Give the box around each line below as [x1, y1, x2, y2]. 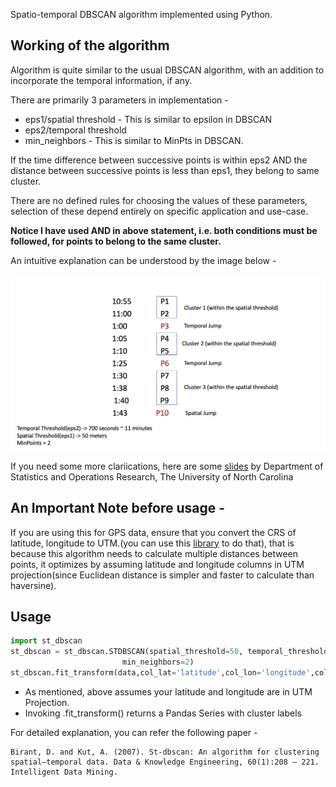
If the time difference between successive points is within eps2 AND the [10, 154, 308, 166]
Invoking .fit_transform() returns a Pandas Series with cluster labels [24, 707, 302, 719]
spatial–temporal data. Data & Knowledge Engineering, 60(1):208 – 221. [10, 757, 320, 767]
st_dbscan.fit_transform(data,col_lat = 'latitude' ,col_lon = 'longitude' [10, 668, 311, 678]
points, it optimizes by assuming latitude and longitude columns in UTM [10, 558, 305, 570]
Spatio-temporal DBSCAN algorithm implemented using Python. [10, 9, 273, 20]
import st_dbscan [10, 636, 83, 646]
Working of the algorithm [10, 37, 170, 54]
